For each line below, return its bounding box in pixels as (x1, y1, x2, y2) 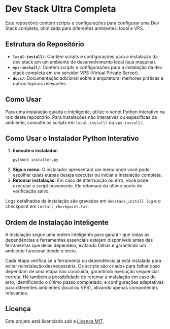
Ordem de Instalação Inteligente (5, 218, 109, 226)
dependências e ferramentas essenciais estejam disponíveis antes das (5, 237, 153, 243)
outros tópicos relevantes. (12, 80, 67, 86)
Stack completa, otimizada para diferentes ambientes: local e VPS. (5, 25, 145, 31)
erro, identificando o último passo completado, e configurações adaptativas (5, 279, 164, 285)
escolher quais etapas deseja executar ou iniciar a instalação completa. (12, 172, 162, 178)
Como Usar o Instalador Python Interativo (5, 134, 139, 143)
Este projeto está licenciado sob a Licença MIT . (5, 318, 104, 324)
